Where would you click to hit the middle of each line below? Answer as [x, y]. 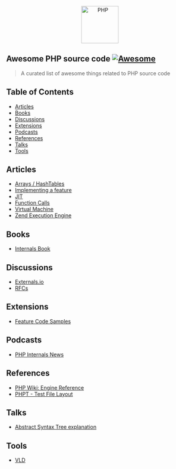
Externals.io [29, 282]
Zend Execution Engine [43, 215]
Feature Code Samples [43, 321]
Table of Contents [40, 92]
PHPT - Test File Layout [44, 394]
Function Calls [32, 203]
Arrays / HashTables [40, 184]
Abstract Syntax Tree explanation [56, 427]
